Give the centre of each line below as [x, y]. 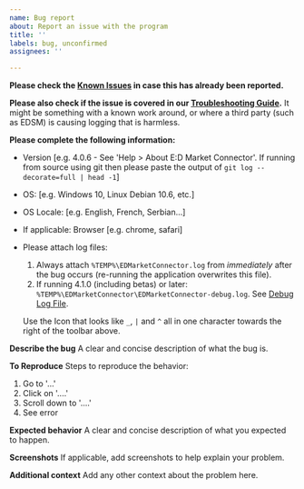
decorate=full [49, 178]
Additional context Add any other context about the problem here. [134, 475]
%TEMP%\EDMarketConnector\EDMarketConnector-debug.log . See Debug [165, 294]
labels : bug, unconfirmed [58, 43]
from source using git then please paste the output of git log [137, 167]
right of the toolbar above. [71, 331]
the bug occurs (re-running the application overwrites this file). [154, 274]
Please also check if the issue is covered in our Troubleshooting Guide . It [149, 103]
